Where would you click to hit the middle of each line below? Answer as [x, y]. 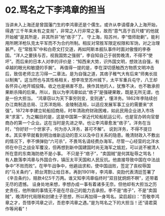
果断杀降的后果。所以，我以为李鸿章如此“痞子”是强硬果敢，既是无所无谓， [80, 92]
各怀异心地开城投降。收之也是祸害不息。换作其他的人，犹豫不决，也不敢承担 [82, 86]
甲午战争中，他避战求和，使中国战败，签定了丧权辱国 [97, 165]
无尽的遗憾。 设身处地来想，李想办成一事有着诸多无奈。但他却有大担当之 [79, 184]
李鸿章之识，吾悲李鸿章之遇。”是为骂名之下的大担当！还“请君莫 [94, 202]
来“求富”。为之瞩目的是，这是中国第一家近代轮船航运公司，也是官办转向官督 [82, 116]
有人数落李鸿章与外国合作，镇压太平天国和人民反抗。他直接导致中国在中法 [80, 160]
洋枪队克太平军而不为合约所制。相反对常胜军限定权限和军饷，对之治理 [89, 43]
